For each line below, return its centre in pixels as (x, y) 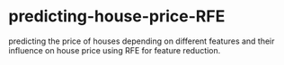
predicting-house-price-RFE (117, 16)
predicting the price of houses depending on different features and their (142, 41)
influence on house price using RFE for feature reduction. (115, 50)
